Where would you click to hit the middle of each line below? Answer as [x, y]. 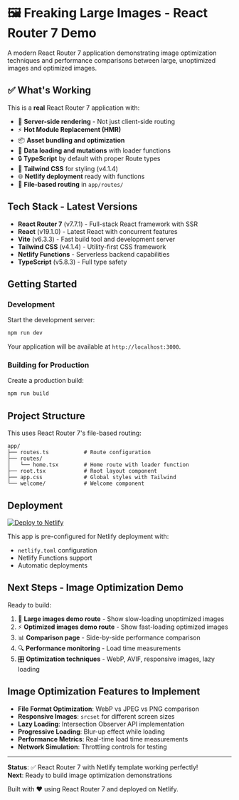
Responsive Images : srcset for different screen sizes [96, 716]
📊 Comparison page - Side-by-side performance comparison [109, 637]
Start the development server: [51, 320]
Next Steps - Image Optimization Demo [95, 588]
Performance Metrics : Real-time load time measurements [103, 739]
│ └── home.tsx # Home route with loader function [99, 465]
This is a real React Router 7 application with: [74, 108]
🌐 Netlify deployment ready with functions [81, 176]
